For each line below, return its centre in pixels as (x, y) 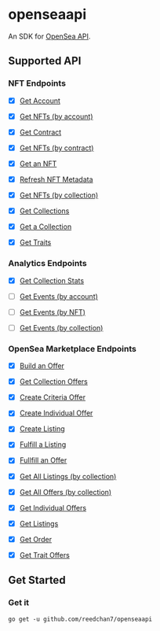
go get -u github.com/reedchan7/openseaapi (80, 619)
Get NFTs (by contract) (56, 148)
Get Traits (35, 242)
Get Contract (40, 132)
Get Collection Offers (53, 382)
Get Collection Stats (52, 280)
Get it (19, 603)
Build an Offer (42, 366)
